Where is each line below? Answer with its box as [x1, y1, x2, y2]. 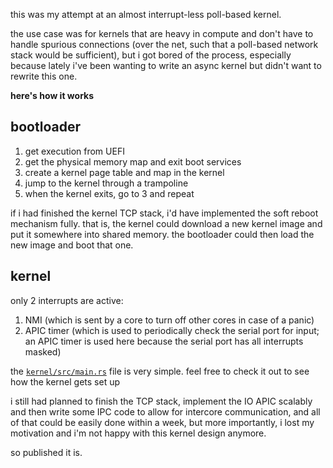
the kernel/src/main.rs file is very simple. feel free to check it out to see [10, 365, 310, 377]
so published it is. [10, 446, 83, 458]
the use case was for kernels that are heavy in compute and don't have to [10, 28, 314, 39]
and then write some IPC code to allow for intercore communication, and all [10, 405, 321, 418]
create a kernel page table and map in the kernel [24, 166, 225, 178]
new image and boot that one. [10, 239, 134, 251]
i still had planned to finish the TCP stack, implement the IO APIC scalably [10, 395, 313, 407]
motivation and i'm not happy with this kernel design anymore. [10, 427, 267, 439]
